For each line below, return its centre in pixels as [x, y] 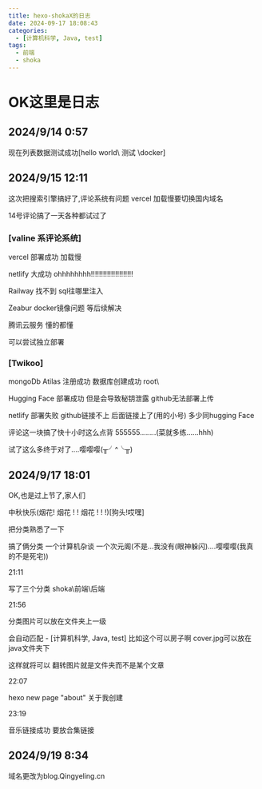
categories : [28, 30]
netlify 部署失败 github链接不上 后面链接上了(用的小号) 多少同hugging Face [131, 416]
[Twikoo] [26, 363]
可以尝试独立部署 [36, 341]
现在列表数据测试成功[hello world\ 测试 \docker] [87, 152]
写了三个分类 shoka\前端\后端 [57, 589]
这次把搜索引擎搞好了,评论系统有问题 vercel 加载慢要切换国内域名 [116, 198]
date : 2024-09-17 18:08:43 [53, 23]
